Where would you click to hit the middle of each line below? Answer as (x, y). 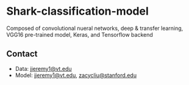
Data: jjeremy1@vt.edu (43, 68)
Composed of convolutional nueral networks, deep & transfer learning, (95, 28)
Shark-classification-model (78, 11)
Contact (22, 54)
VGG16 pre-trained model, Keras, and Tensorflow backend (80, 34)
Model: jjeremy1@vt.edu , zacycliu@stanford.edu (76, 75)
